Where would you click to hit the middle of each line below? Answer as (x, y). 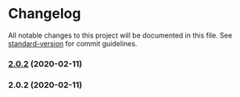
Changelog (45, 14)
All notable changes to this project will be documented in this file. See (120, 35)
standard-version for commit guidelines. (73, 43)
